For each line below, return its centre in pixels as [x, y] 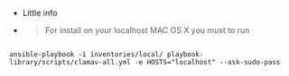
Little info [40, 13]
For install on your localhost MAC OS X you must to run [147, 30]
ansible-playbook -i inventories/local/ [87, 55]
